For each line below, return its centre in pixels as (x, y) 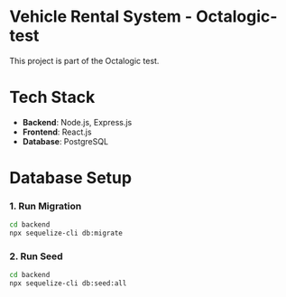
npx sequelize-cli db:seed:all (68, 283)
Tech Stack (52, 97)
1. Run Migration (46, 206)
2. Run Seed (36, 256)
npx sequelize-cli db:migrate (66, 233)
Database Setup (71, 178)
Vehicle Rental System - (101, 17)
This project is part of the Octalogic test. (84, 60)
